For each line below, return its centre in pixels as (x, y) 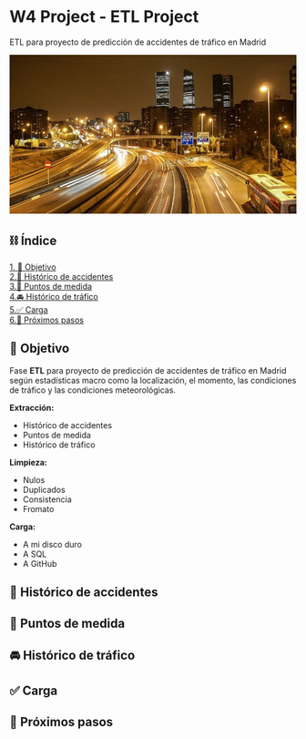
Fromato (38, 508)
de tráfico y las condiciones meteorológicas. (92, 390)
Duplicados (44, 489)
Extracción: (32, 407)
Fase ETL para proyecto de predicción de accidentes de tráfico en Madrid (148, 370)
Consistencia (47, 499)
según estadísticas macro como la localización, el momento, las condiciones (153, 380)
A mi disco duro (52, 544)
